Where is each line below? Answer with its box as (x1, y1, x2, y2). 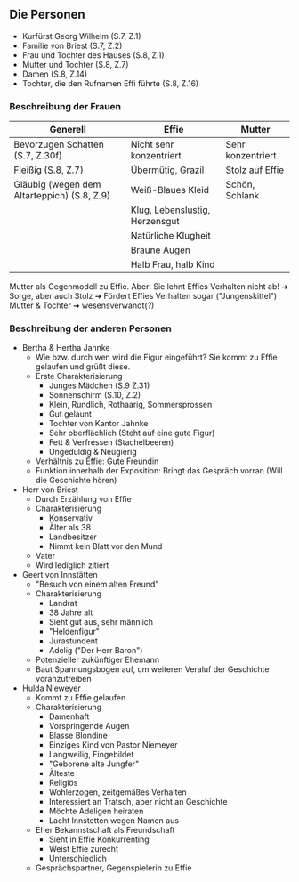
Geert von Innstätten (21, 570, 98, 580)
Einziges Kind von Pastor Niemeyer (48, 740, 178, 750)
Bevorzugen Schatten (13, 138, 104, 150)
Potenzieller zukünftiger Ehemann (35, 654, 160, 666)
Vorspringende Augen (48, 721, 130, 732)
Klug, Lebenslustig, (130, 204, 211, 216)
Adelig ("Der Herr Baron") (48, 645, 143, 656)
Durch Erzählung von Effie (35, 494, 132, 505)
